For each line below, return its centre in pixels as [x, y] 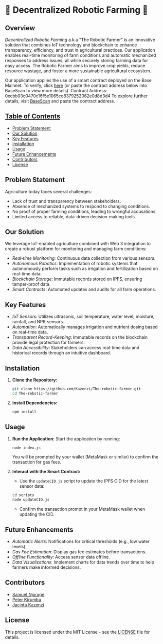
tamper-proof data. [31, 284]
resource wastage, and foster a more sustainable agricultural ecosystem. [78, 71]
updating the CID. [37, 514]
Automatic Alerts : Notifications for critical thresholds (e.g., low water [81, 541]
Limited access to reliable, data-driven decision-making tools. [74, 216]
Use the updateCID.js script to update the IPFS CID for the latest [84, 481]
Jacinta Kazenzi [28, 604]
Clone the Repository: [35, 380]
